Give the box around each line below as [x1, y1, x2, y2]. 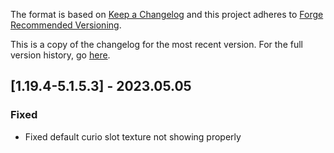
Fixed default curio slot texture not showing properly [24, 130, 242, 143]
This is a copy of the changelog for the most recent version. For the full [10, 39, 303, 50]
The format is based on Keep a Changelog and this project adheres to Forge [10, 9, 324, 20]
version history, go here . [10, 49, 111, 61]
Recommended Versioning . [10, 19, 122, 31]
